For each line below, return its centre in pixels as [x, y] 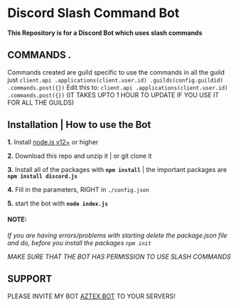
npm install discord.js [43, 176]
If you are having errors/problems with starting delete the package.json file [117, 235]
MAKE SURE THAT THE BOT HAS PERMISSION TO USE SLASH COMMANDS [119, 257]
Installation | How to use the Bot [79, 125]
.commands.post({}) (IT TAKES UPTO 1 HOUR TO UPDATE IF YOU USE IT [113, 95]
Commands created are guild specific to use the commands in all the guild [116, 72]
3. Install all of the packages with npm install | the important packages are [117, 169]
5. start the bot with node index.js [58, 203]
